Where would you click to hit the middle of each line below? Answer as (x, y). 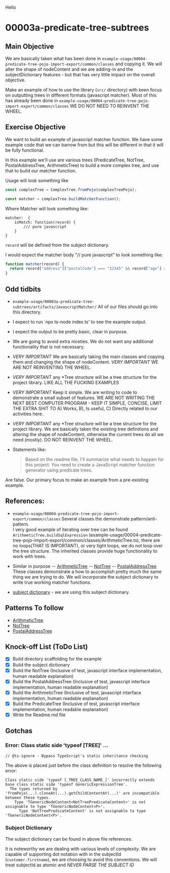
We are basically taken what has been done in (53, 58)
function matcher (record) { (35, 264)
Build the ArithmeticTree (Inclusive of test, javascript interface (77, 692)
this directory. (27, 312)
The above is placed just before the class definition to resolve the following (83, 765)
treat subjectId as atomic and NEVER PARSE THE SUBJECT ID (70, 865)
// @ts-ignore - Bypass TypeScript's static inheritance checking (77, 756)
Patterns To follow (35, 608)
